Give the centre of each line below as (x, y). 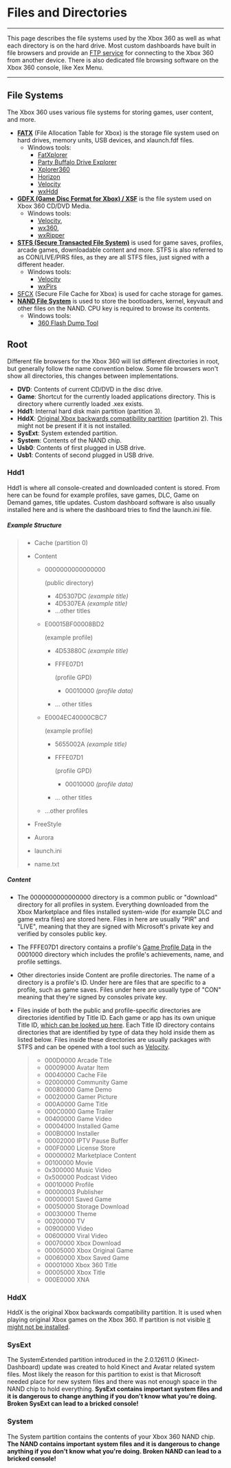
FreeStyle (48, 824)
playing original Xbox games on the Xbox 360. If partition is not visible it (109, 1320)
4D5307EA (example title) (91, 603)
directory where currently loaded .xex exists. (80, 403)
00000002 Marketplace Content (90, 1155)
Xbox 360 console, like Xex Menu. (56, 67)
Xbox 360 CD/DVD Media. (54, 206)
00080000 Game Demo (78, 1089)
